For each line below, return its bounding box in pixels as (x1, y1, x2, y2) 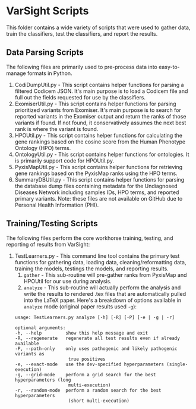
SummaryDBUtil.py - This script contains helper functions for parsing (14, 176, 185, 183)
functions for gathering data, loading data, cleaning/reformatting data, (14, 258, 186, 266)
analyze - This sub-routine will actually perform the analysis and (23, 284, 181, 291)
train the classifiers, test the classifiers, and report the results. (6, 30, 158, 37)
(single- (166, 361, 188, 367)
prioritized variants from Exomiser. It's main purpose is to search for (14, 106, 181, 114)
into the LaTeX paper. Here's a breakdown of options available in (23, 296, 182, 304)
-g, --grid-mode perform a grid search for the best (14, 371, 156, 377)
